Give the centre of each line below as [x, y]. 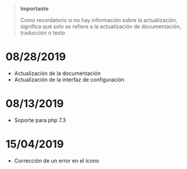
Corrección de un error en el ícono [57, 161]
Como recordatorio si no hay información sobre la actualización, [99, 20]
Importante [34, 9]
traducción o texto [43, 33]
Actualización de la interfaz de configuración [69, 79]
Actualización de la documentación [57, 73]
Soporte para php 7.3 [40, 120]
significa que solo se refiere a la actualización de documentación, [101, 26]
